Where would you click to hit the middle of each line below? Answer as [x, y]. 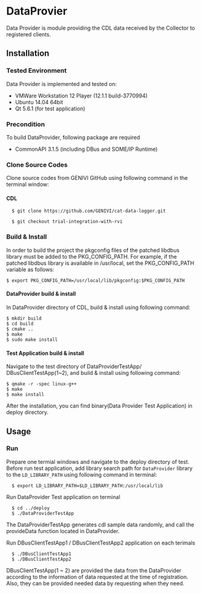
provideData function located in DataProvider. [63, 531]
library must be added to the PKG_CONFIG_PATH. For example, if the [91, 256]
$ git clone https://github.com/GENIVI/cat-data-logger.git [89, 211]
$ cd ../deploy [31, 508]
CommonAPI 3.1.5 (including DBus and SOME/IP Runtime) [86, 149]
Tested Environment [37, 71]
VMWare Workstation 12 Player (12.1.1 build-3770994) [81, 96]
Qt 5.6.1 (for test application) [50, 108]
